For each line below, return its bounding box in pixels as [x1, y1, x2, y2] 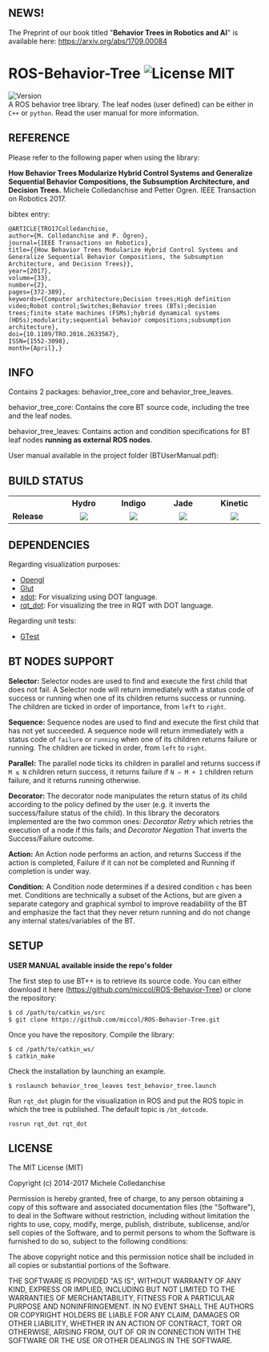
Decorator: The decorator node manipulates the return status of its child [8, 790, 247, 801]
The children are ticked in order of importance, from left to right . [8, 701, 227, 711]
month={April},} [8, 344, 62, 352]
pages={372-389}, [8, 288, 66, 296]
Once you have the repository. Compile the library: [8, 1029, 175, 1039]
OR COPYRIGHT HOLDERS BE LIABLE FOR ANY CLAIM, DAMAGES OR [8, 1310, 240, 1320]
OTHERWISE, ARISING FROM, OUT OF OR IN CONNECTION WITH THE [8, 1327, 242, 1337]
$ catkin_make [8, 1052, 56, 1060]
